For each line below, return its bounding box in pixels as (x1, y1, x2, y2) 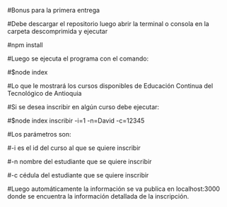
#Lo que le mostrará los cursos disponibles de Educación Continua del (7, 82, 214, 90)
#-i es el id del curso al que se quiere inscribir (7, 144, 141, 152)
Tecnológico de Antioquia (7, 89, 82, 97)
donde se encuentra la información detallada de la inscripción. (7, 192, 190, 200)
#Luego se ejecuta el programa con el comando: (7, 54, 149, 63)
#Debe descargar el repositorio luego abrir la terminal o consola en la (7, 20, 210, 27)
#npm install (7, 41, 44, 49)
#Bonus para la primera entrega (7, 6, 100, 14)
